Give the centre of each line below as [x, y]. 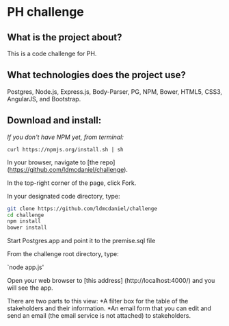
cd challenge [26, 215]
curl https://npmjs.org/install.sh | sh [66, 149]
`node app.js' [26, 267]
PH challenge [45, 12]
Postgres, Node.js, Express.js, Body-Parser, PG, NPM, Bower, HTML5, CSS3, [114, 91]
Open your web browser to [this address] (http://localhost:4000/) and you [111, 281]
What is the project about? [65, 37]
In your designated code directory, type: [64, 196]
